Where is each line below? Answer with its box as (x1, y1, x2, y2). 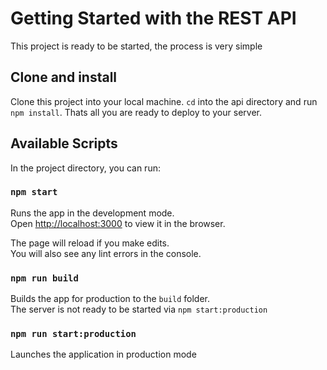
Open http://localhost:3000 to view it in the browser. (10, 217, 226, 229)
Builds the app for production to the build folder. (10, 293, 211, 305)
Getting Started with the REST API (10, 7, 297, 30)
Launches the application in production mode (10, 348, 197, 361)
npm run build (10, 272, 79, 284)
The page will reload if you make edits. (10, 237, 170, 249)
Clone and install (10, 69, 118, 86)
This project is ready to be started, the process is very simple (10, 40, 263, 52)
